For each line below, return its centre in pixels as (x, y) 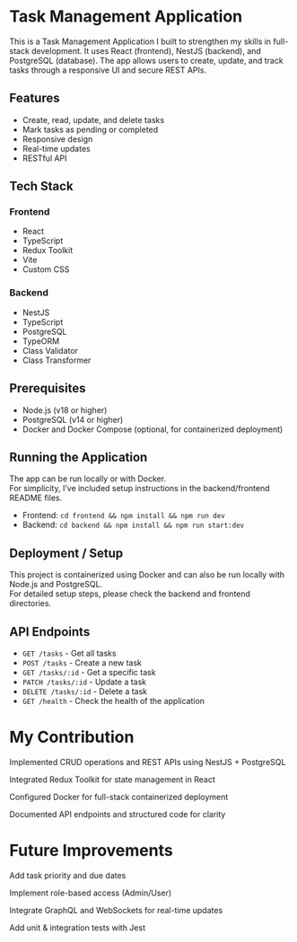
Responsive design (57, 139)
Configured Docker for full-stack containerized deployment (119, 797)
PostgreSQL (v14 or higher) (73, 419)
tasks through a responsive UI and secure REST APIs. (108, 70)
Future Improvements (91, 851)
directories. (31, 603)
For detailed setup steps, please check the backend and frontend (130, 594)
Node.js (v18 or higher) (65, 409)
